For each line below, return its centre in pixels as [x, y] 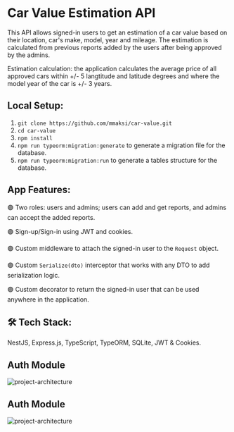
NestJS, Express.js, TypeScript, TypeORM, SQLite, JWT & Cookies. [104, 342]
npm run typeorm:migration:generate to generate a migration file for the [121, 145]
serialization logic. [33, 275]
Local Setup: [35, 106]
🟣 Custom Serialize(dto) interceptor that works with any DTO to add [109, 265]
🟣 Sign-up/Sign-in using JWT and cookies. [70, 231]
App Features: [39, 190]
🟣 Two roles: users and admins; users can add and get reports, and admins [117, 207]
